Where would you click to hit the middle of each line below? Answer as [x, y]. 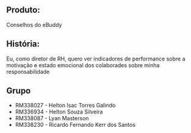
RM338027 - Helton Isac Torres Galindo [65, 106]
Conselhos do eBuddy [34, 24]
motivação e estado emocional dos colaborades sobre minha [83, 65]
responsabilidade [28, 71]
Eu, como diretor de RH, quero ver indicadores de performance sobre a [96, 59]
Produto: [23, 10]
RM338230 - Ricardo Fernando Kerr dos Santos [75, 125]
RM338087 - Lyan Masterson [52, 118]
